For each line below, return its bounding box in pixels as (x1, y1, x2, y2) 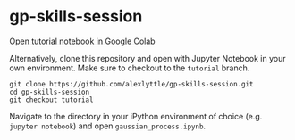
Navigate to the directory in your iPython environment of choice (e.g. (9, 111, 263, 121)
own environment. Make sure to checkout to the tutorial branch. (9, 62, 250, 73)
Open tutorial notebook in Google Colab (9, 36, 156, 46)
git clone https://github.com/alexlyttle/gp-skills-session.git (9, 79, 254, 88)
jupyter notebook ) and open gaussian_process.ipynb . (9, 120, 206, 131)
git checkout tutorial (9, 95, 94, 104)
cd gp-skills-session (9, 87, 90, 96)
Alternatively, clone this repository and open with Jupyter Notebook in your (9, 53, 286, 63)
